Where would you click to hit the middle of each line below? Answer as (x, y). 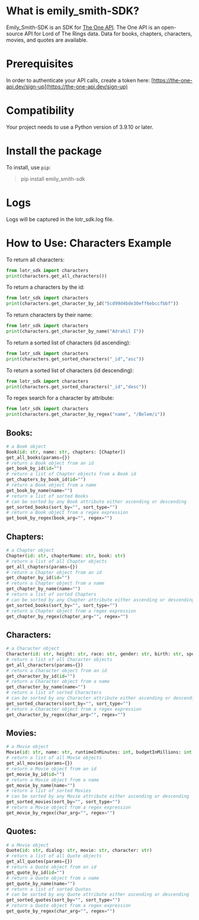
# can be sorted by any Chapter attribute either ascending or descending (100, 600)
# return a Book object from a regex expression (67, 513)
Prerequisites (40, 64)
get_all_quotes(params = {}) (39, 862)
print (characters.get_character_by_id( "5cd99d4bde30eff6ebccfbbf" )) (92, 304)
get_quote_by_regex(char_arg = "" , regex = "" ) (61, 911)
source (15, 33)
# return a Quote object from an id (51, 867)
